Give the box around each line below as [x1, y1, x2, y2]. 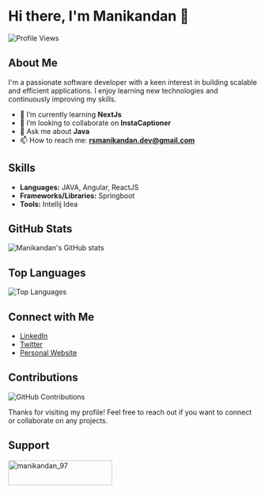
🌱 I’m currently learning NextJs [19, 109, 123, 119]
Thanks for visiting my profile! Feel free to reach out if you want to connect [8, 407, 252, 417]
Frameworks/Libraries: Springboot [19, 190, 135, 201]
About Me [8, 56, 58, 70]
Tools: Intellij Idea [19, 199, 78, 208]
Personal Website [19, 348, 78, 357]
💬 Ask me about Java [19, 126, 90, 136]
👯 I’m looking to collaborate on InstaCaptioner [19, 118, 172, 128]
